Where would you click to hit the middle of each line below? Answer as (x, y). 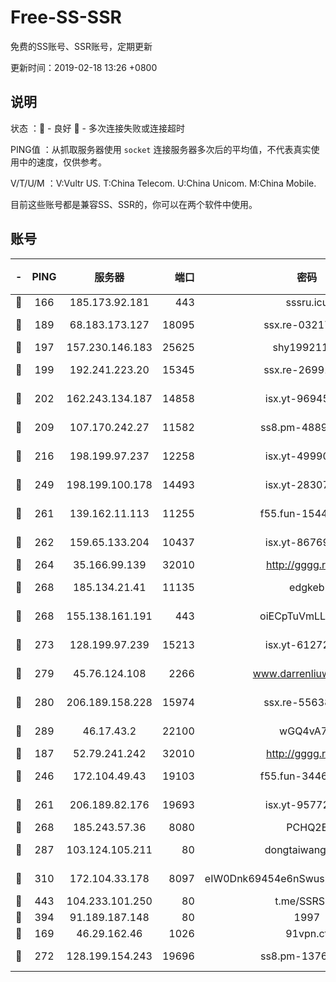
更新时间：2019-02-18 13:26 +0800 (84, 67)
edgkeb (307, 587)
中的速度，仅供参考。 (62, 162)
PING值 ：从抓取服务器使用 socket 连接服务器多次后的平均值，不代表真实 (161, 149)
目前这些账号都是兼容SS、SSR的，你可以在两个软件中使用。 (134, 204)
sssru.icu (307, 302)
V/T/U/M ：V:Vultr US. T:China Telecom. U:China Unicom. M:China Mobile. (163, 183)
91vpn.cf (307, 933)
